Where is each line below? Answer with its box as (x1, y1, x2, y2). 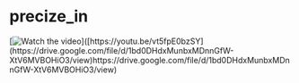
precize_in (9, 6, 89, 27)
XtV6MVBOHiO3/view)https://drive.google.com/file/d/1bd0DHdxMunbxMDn (9, 54, 290, 65)
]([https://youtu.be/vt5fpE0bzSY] (81, 36, 204, 46)
